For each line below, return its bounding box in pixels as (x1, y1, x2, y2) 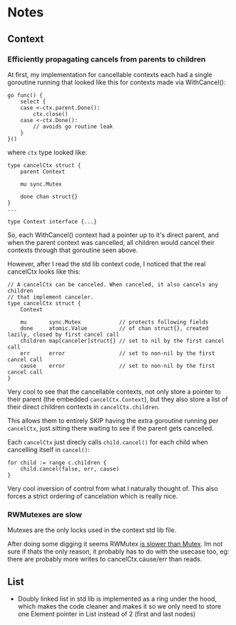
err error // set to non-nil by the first (20, 349, 215, 357)
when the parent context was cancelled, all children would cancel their (7, 238, 215, 246)
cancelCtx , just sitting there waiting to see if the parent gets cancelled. (7, 424, 214, 432)
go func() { (7, 91, 43, 99)
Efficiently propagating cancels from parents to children (7, 54, 206, 64)
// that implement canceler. (7, 294, 94, 301)
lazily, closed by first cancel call (7, 331, 120, 338)
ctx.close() (33, 110, 69, 118)
